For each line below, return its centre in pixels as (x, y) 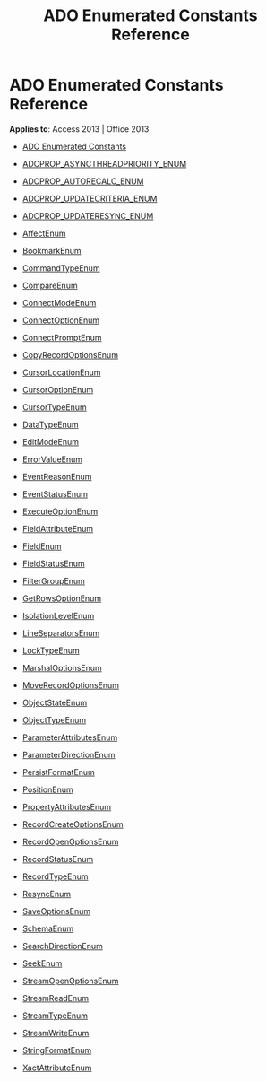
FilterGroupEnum (53, 580)
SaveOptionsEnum (56, 911)
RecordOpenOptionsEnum (70, 841)
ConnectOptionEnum (61, 320)
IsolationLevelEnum (58, 615)
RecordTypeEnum (55, 876)
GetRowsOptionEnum (61, 598)
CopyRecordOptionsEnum (70, 354)
